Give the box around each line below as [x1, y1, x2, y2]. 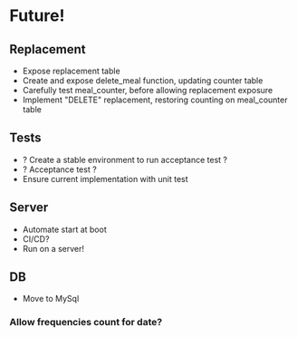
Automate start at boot [22, 224, 107, 235]
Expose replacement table [22, 65, 120, 76]
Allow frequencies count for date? [9, 316, 163, 329]
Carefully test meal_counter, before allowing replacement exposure [22, 85, 273, 95]
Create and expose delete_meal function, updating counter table [22, 75, 263, 86]
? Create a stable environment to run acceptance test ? [22, 154, 228, 165]
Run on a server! [22, 243, 84, 254]
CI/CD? [22, 233, 50, 245]
